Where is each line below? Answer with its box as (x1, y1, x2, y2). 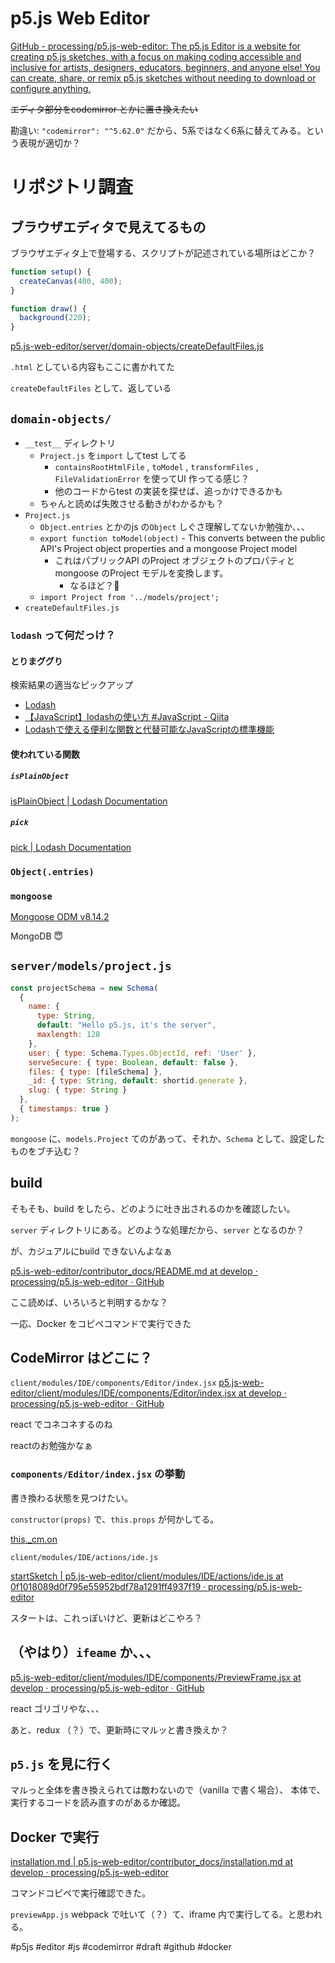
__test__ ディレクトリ (24, 437, 117, 449)
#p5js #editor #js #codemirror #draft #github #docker (10, 1941, 232, 1953)
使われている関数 (10, 748, 80, 760)
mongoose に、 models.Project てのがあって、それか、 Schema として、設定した (10, 1132, 326, 1144)
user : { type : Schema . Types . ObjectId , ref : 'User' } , (28, 1048, 257, 1058)
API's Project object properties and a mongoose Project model (39, 543, 298, 554)
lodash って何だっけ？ (10, 628, 116, 642)
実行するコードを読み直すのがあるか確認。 (10, 1797, 186, 1809)
